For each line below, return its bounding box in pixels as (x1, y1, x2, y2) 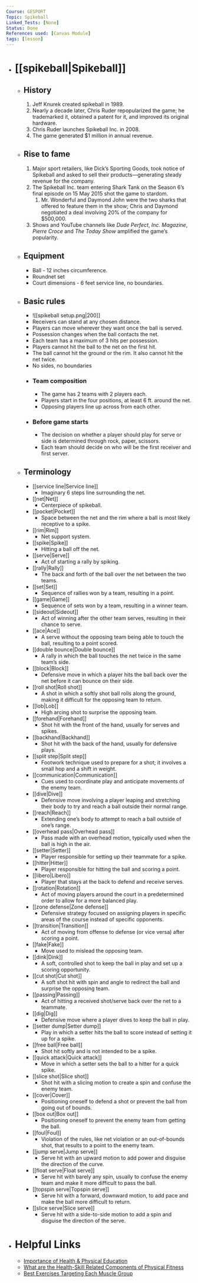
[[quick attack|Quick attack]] (32, 1054, 102, 1061)
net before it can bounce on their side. (41, 677, 134, 684)
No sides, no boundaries (32, 362, 93, 369)
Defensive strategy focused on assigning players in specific (41, 909, 187, 916)
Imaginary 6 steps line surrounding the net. (41, 489, 146, 496)
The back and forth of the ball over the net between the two (41, 571, 187, 578)
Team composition (32, 377, 87, 385)
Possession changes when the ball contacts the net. (32, 331, 159, 338)
